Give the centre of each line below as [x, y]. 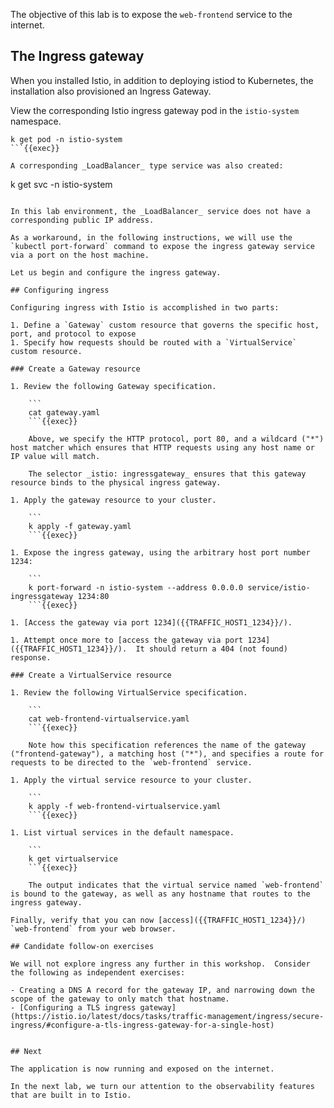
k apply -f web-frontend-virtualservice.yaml [125, 806]
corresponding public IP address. [82, 220]
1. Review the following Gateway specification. [113, 386]
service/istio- [279, 587]
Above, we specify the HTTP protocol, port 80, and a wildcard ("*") [176, 439]
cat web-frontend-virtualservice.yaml [109, 719]
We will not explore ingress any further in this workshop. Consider [160, 964]
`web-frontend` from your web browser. [93, 929]
